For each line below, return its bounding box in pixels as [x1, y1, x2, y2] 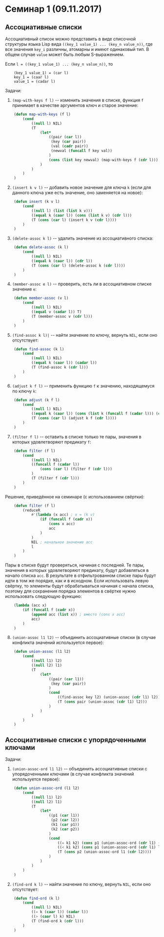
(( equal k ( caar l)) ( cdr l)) [31, 258, 93, 263]
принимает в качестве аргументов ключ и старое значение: [12, 102, 139, 108]
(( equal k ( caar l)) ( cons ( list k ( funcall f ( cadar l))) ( [31, 411, 159, 416]
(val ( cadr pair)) [51, 144, 89, 149]
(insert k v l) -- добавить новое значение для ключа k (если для [12, 185, 151, 191]
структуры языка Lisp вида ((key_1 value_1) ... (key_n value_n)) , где [5, 41, 153, 47]
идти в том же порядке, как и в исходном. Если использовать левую [5, 578, 149, 584]
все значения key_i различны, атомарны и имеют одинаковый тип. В [5, 47, 149, 52]
